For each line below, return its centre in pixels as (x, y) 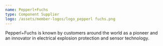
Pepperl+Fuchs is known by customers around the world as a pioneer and (81, 33)
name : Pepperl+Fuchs (27, 10)
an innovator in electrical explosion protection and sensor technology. (77, 38)
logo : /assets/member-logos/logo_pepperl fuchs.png (60, 19)
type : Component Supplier (32, 14)
